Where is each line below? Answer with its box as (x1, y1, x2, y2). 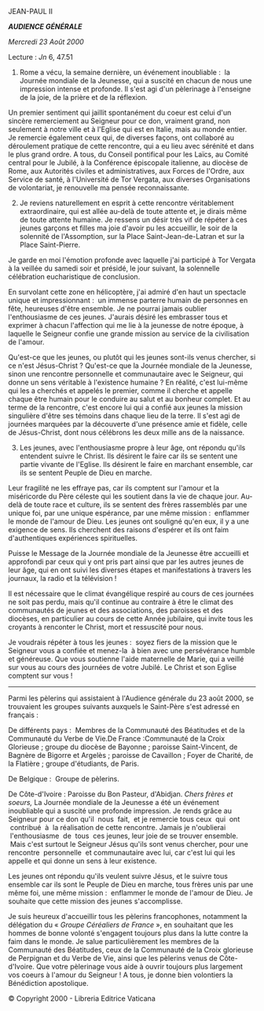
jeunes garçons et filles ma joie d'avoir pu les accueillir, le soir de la (19, 223, 238, 233)
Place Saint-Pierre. (19, 240, 81, 249)
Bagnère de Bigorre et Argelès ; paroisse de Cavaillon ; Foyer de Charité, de (8, 751, 254, 759)
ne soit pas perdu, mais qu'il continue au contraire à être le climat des (8, 597, 234, 606)
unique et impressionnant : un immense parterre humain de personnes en (8, 296, 248, 305)
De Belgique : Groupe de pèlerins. (8, 774, 120, 783)
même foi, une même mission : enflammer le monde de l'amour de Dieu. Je (8, 888, 253, 897)
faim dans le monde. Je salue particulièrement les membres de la (8, 937, 219, 946)
